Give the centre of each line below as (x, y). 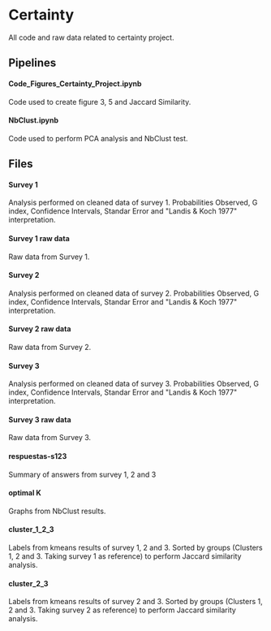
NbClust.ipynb (34, 120)
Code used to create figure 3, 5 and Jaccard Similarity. (100, 102)
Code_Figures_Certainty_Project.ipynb (75, 84)
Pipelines (32, 63)
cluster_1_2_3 (31, 529)
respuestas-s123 (38, 456)
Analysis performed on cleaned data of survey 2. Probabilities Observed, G (134, 293)
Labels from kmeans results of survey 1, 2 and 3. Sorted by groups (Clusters (135, 547)
